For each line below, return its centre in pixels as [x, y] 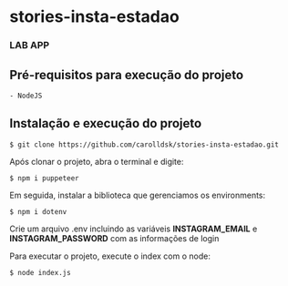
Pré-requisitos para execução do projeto [127, 75]
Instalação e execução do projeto [106, 123]
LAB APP [30, 46]
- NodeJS [26, 96]
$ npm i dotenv [38, 211]
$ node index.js [40, 272]
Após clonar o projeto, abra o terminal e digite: [97, 161]
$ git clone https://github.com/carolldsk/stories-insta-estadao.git [144, 144]
